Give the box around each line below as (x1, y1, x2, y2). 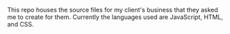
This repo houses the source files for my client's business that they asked (7, 6, 219, 14)
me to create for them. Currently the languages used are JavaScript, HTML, (7, 13, 224, 21)
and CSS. (7, 20, 34, 28)
